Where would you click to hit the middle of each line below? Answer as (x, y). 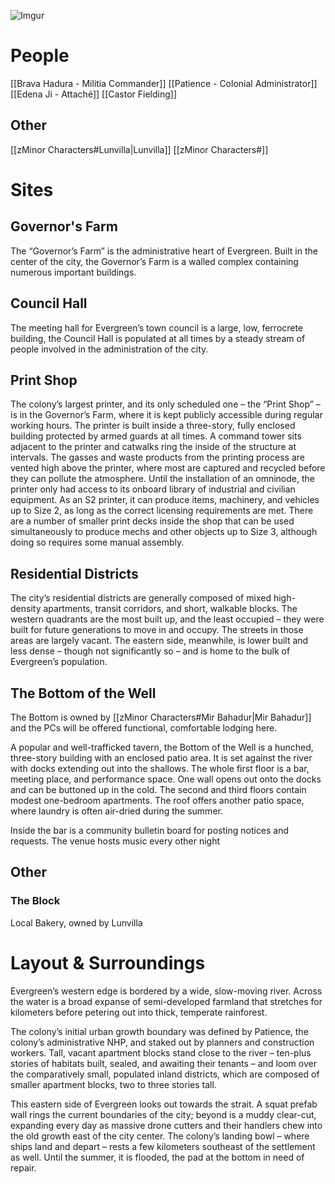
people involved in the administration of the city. (109, 349)
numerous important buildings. (73, 272)
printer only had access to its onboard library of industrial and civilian (153, 489)
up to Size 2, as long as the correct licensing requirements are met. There (162, 511)
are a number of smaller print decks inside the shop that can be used (152, 521)
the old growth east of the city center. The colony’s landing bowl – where (160, 1136)
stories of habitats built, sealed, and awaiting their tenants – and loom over (163, 1063)
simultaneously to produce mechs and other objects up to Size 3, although (164, 532)
